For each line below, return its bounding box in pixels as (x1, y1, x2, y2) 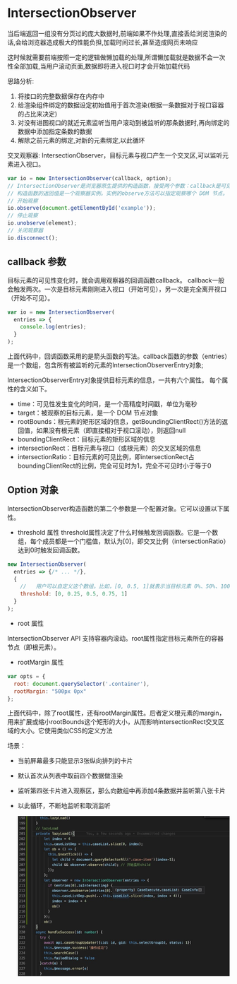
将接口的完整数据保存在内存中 (17, 92, 104, 100)
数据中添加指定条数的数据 (17, 127, 92, 136)
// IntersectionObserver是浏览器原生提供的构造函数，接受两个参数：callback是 (7, 182, 221, 189)
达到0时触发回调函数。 (17, 545, 84, 554)
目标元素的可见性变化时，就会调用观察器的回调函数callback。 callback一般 (7, 275, 224, 284)
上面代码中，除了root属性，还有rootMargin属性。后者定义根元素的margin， (7, 709, 226, 718)
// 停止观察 (7, 212, 39, 220)
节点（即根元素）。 (7, 643, 60, 651)
